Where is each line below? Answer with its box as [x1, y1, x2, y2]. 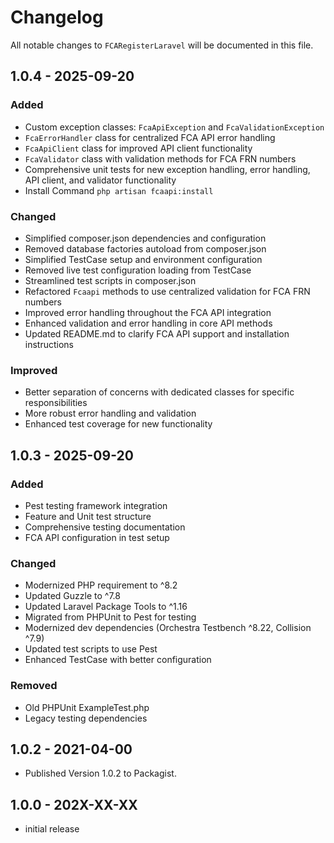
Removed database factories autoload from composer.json [24, 242, 267, 255]
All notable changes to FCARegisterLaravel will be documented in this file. [10, 39, 314, 51]
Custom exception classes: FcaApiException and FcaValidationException [24, 121, 325, 133]
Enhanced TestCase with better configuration [24, 654, 212, 666]
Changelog [10, 6, 104, 29]
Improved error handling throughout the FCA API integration [24, 306, 272, 318]
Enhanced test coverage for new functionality [24, 418, 213, 430]
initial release [24, 823, 80, 835]
